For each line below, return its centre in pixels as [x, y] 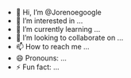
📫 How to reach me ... [52, 47]
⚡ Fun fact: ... [37, 67]
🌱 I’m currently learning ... [58, 29]
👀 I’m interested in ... [49, 21]
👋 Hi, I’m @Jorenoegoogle [58, 12]
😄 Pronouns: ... [41, 58]
